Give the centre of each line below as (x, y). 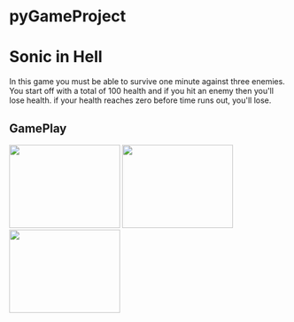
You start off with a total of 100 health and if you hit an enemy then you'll (142, 91)
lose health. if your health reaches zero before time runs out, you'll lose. (140, 100)
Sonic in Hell (56, 57)
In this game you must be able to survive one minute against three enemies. (147, 82)
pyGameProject (68, 16)
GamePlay (38, 128)
